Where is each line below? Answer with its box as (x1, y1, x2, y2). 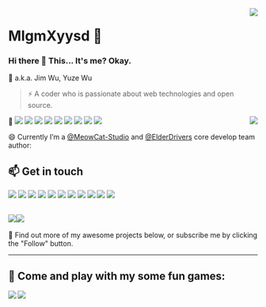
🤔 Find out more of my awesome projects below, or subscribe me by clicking (8, 230, 258, 240)
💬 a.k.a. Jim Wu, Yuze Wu (8, 73, 93, 83)
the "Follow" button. (8, 239, 74, 248)
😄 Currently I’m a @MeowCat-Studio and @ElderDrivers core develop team (8, 132, 256, 142)
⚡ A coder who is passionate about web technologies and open (27, 89, 234, 98)
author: (8, 140, 32, 150)
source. (27, 101, 53, 110)
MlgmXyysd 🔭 (8, 27, 103, 45)
